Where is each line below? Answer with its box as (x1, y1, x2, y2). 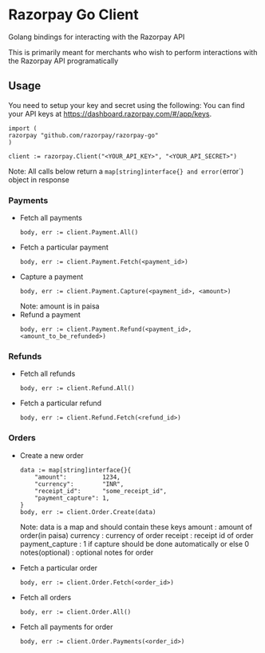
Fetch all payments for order (19, 622, 113, 631)
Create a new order (19, 450, 84, 460)
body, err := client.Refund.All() (19, 384, 135, 392)
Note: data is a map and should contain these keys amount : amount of (19, 522, 253, 532)
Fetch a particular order (19, 563, 98, 572)
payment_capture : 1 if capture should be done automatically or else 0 (19, 539, 250, 548)
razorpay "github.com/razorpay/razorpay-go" (8, 131, 159, 139)
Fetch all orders (19, 592, 72, 602)
